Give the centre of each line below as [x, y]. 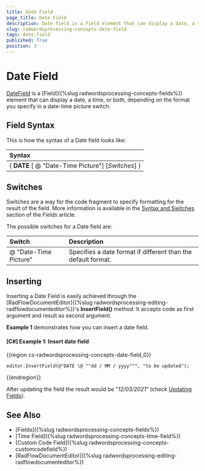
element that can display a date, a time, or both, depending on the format [98, 100]
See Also [23, 415]
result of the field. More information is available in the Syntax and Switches [100, 208]
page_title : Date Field [37, 18]
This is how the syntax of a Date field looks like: [66, 140]
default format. [90, 260]
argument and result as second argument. [59, 316]
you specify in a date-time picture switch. [59, 106]
